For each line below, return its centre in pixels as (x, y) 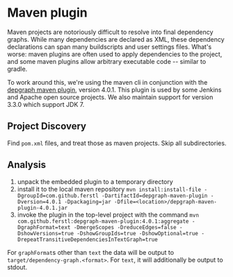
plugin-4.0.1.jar (42, 208)
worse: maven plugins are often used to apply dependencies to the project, (115, 54)
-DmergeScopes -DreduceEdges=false (125, 227)
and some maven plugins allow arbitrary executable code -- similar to (107, 61)
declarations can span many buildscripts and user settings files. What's (110, 47)
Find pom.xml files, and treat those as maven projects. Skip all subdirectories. (117, 143)
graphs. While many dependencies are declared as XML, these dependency (116, 39)
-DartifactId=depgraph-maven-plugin (155, 196)
